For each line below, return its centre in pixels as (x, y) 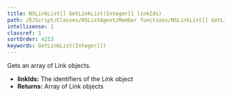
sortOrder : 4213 (30, 39)
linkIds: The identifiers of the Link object (75, 79)
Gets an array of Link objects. (49, 65)
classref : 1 (24, 33)
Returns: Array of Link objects (60, 86)
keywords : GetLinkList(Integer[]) (57, 46)
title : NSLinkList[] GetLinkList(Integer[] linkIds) (85, 14)
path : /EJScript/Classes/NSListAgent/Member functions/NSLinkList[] (108, 20)
